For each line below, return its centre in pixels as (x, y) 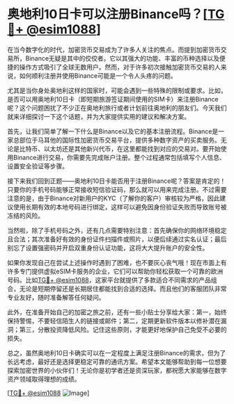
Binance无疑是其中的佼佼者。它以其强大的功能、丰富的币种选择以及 (123, 58)
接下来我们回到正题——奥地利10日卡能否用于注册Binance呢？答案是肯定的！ (117, 181)
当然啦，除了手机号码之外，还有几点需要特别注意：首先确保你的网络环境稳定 (117, 230)
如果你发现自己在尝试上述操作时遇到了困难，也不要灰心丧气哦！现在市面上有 (117, 262)
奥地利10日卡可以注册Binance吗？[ (107, 14)
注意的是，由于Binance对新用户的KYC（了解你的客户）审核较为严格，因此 (114, 198)
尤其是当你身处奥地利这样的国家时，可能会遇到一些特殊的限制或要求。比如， (117, 90)
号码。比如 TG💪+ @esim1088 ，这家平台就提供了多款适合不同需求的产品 (109, 280)
